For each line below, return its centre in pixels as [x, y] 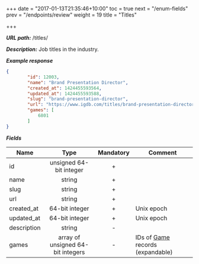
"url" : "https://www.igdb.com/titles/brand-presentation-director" [112, 105]
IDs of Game [153, 237]
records [146, 244]
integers [73, 252]
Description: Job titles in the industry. [52, 49]
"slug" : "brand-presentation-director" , [78, 99]
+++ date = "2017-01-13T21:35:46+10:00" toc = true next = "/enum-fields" [97, 9]
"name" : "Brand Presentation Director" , [78, 82]
